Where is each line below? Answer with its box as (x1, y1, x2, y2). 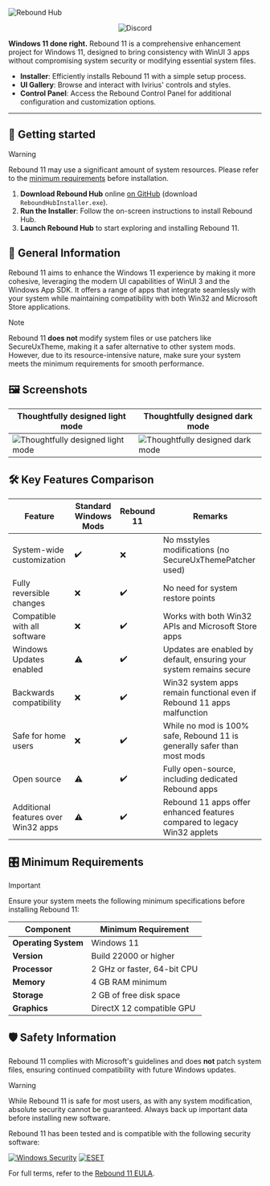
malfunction (162, 708, 208, 719)
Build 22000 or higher (91, 950, 175, 962)
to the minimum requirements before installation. (8, 173, 169, 183)
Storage (12, 990, 44, 1001)
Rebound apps (162, 784, 219, 795)
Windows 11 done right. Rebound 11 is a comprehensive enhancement (8, 39, 241, 48)
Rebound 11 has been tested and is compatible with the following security (8, 1128, 252, 1138)
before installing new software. (8, 1113, 111, 1122)
